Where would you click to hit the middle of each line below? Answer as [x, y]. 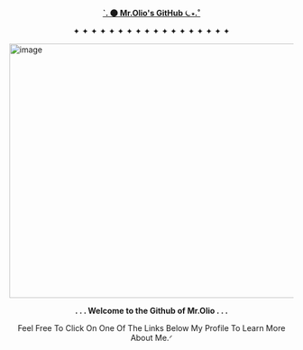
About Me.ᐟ [151, 338]
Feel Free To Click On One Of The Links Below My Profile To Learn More [151, 328]
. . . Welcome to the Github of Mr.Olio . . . [151, 311]
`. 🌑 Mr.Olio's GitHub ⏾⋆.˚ [151, 13]
